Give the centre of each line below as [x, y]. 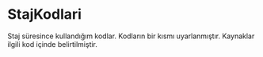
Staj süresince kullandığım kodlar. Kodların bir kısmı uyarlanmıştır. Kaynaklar [131, 36]
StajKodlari [45, 14]
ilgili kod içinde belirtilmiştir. [53, 44]
